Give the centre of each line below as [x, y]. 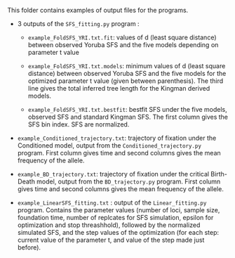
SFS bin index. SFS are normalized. [79, 124]
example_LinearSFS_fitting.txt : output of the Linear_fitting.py [112, 202]
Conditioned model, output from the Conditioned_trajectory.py [109, 146]
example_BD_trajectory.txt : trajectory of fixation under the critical [113, 174]
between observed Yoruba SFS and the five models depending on [123, 45]
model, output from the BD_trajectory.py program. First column [128, 181]
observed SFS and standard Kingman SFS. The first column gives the [128, 117]
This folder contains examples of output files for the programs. [98, 10]
